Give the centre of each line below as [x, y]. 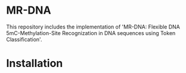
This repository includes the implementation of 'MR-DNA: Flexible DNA [93, 27]
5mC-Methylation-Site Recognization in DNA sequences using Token [91, 33]
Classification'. [24, 39]
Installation [35, 64]
